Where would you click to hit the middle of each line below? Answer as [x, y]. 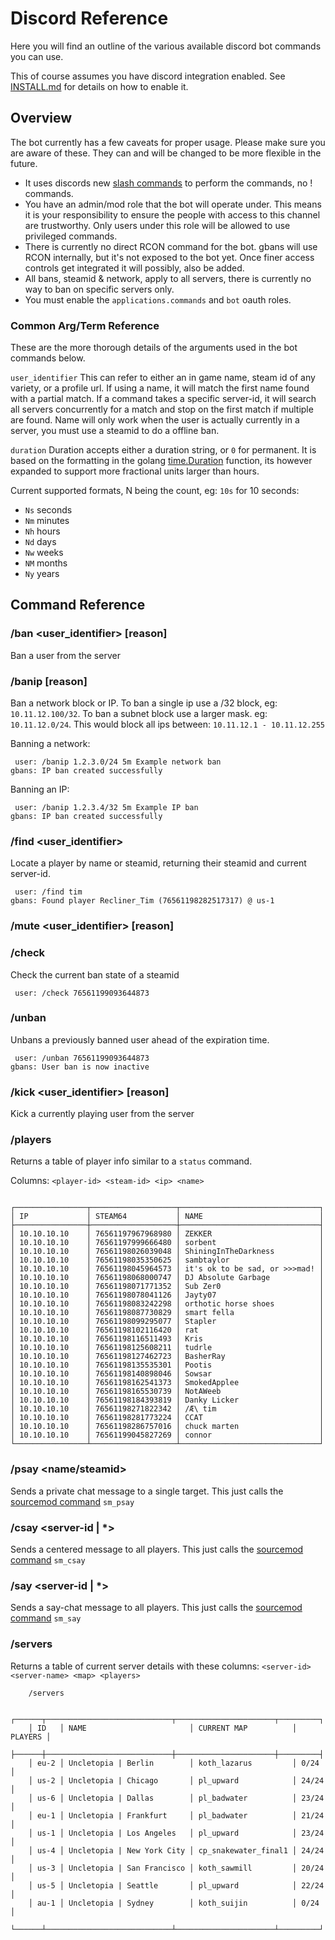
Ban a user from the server [65, 655]
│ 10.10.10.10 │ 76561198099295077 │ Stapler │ [167, 1322]
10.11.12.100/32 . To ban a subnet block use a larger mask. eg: [139, 714]
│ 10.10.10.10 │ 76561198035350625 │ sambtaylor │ [167, 1260]
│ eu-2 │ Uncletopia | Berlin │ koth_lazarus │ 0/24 [174, 1763]
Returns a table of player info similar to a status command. [131, 1161]
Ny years [42, 574]
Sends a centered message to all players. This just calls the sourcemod [157, 1549]
